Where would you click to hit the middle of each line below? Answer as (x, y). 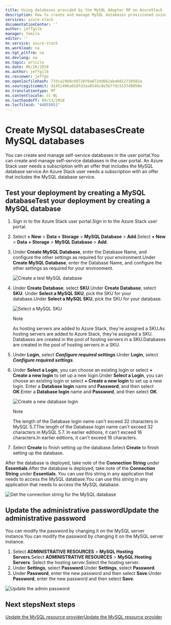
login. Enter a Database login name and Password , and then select (83, 386)
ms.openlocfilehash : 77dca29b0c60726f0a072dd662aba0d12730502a (74, 81)
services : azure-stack (29, 19)
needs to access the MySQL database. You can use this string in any (77, 479)
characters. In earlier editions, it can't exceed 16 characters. (75, 438)
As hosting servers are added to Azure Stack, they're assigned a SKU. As (89, 328)
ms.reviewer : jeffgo (27, 77)
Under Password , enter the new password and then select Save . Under (87, 573)
